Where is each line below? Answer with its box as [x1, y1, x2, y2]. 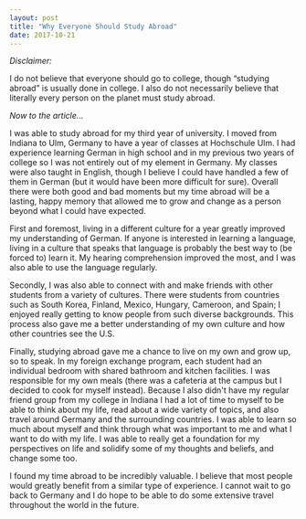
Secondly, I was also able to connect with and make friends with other [9, 280, 274, 291]
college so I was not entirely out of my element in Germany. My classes [9, 157, 278, 168]
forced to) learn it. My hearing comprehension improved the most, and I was [9, 252, 297, 263]
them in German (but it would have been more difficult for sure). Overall [9, 176, 279, 187]
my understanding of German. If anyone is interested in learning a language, [9, 233, 297, 244]
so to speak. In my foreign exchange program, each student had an [9, 355, 262, 366]
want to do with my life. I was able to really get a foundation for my [9, 433, 260, 444]
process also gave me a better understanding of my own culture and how [9, 319, 286, 330]
